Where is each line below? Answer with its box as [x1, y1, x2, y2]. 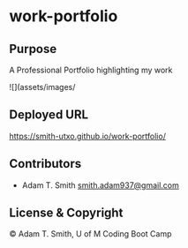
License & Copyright [9, 206, 124, 221]
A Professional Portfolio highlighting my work [9, 64, 173, 75]
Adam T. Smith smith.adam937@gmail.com [21, 179, 179, 191]
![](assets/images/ [9, 82, 76, 92]
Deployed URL [9, 108, 89, 123]
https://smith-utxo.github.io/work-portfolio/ [9, 131, 166, 141]
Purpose [9, 41, 57, 56]
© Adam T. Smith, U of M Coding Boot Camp [9, 229, 172, 239]
